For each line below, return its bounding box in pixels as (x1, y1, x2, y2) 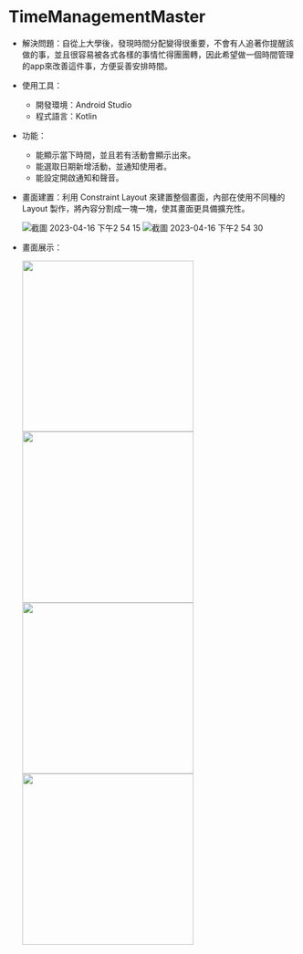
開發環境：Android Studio (35, 99, 132, 110)
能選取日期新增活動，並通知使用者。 (35, 161, 172, 171)
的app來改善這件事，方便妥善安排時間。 (21, 60, 172, 71)
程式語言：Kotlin (35, 110, 98, 121)
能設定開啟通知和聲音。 (35, 171, 124, 183)
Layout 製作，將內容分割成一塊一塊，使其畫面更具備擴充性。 (21, 202, 250, 213)
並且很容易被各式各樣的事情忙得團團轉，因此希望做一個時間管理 (53, 48, 294, 60)
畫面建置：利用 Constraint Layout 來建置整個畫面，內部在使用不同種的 (21, 192, 286, 202)
